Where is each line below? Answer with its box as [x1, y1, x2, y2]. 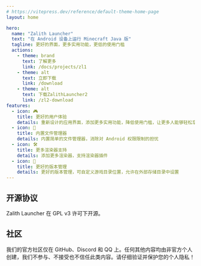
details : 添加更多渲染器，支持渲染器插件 [17, 153, 108, 159]
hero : [6, 25, 20, 31]
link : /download [22, 81, 63, 86]
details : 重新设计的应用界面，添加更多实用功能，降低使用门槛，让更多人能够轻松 [17, 119, 193, 125]
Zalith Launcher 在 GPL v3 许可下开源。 [6, 209, 103, 216]
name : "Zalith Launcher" [11, 30, 74, 36]
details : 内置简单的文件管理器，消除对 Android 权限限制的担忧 [17, 136, 159, 142]
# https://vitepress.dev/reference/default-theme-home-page [6, 8, 160, 15]
